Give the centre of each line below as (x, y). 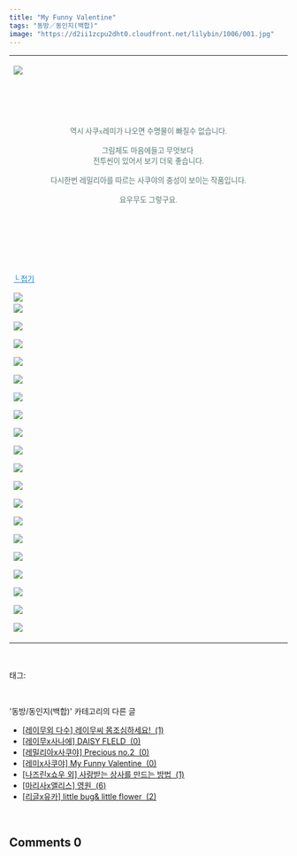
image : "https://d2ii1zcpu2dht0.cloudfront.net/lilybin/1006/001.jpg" (142, 34)
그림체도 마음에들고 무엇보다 (148, 151)
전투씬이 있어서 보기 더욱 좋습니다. (148, 162)
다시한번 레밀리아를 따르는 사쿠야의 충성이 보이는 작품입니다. (148, 181)
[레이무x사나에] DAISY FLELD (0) (81, 742)
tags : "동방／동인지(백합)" (54, 26)
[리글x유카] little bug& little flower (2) (89, 797)
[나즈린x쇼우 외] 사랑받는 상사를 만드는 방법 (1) (103, 774)
